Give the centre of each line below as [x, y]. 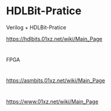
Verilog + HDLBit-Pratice [36, 27]
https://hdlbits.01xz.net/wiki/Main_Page [54, 39]
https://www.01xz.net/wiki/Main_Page [53, 102]
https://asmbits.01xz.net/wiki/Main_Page [56, 81]
